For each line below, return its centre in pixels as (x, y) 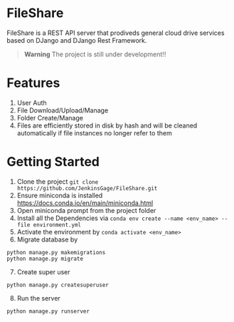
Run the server (39, 298)
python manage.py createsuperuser (58, 285)
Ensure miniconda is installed (60, 195)
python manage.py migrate (45, 259)
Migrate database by (47, 239)
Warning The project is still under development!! (95, 54)
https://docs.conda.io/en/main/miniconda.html (85, 203)
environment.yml (57, 225)
